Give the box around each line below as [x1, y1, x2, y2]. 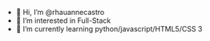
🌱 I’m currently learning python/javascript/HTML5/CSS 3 [15, 24, 203, 33]
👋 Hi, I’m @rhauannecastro [15, 8, 105, 17]
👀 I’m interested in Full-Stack [15, 16, 111, 25]
